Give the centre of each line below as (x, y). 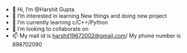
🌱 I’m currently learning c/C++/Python (60, 22)
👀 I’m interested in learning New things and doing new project (90, 16)
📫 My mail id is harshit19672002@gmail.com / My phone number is (96, 36)
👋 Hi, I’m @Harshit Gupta (43, 9)
